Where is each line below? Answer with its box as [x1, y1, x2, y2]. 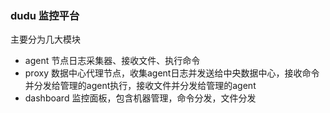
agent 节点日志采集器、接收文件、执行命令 [24, 55, 201, 67]
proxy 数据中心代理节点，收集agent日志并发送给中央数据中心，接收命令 [24, 67, 320, 79]
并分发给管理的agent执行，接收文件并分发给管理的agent [24, 80, 257, 92]
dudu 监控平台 [10, 8, 80, 22]
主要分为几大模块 [10, 33, 81, 46]
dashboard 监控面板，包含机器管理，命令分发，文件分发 [24, 92, 257, 104]
